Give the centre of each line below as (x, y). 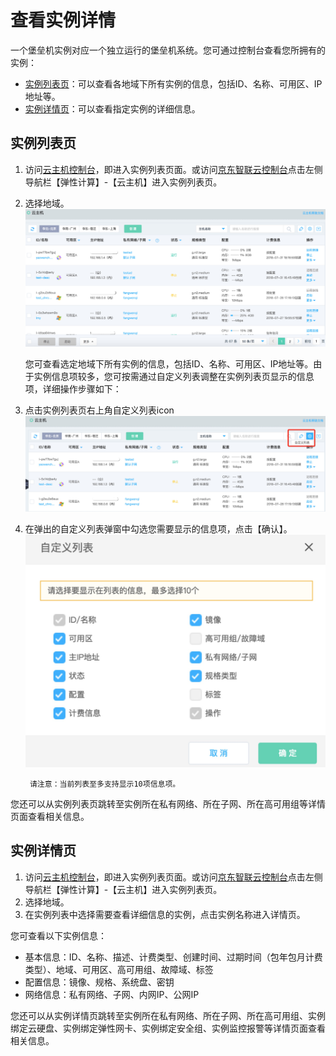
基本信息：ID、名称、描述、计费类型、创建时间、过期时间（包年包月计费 (173, 957)
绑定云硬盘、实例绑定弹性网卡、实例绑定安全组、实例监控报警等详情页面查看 (168, 1028)
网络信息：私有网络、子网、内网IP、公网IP (112, 994)
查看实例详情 (63, 20)
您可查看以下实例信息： (58, 935)
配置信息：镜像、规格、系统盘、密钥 (99, 982)
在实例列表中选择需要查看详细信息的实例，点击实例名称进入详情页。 (165, 914)
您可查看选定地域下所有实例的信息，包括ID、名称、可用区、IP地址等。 (169, 363)
